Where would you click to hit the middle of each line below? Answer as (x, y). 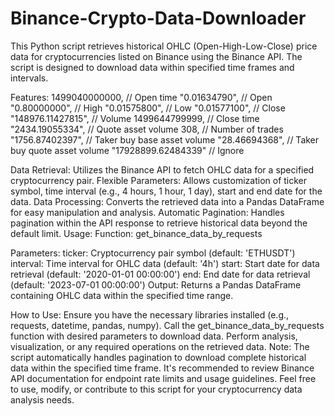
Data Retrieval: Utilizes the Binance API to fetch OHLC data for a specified (162, 169)
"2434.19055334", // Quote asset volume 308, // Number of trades (147, 129)
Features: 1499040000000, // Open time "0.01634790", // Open (141, 97)
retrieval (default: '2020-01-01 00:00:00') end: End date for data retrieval (160, 274)
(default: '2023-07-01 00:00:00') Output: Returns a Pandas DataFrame (156, 284)
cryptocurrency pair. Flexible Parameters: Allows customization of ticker (159, 180)
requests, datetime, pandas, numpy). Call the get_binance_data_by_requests (167, 325)
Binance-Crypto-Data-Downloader (158, 18)
